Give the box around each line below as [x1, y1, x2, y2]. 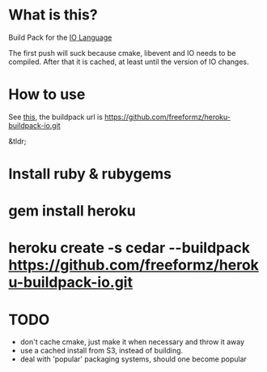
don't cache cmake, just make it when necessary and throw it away [19, 337, 245, 347]
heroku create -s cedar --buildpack [8, 239, 251, 257]
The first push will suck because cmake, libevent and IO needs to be [8, 48, 236, 58]
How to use [8, 85, 86, 104]
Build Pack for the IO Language [8, 32, 112, 42]
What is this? [8, 6, 99, 24]
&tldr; [8, 136, 27, 146]
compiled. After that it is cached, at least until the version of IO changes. [8, 57, 249, 66]
